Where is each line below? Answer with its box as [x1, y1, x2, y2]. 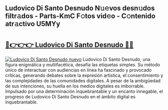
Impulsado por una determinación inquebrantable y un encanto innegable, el [5, 88, 163, 94]
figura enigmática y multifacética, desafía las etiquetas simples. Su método [5, 62, 160, 67]
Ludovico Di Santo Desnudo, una [82, 56, 150, 62]
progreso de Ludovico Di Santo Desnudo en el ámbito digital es [5, 94, 136, 99]
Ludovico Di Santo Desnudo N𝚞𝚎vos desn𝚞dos [5, 4, 155, 13]
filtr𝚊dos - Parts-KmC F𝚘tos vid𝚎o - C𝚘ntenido [5, 12, 155, 21]
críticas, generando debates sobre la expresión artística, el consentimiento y [5, 72, 163, 78]
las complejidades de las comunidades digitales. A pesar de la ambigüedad [5, 78, 161, 83]
